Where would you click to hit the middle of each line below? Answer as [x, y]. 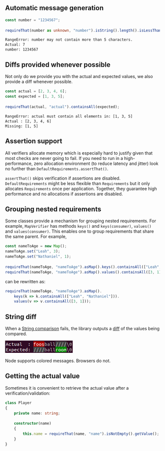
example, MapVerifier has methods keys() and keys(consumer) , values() [78, 226]
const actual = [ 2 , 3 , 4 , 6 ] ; [36, 91]
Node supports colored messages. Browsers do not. [58, 361]
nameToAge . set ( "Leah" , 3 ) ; [33, 252]
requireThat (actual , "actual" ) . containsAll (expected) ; [62, 107]
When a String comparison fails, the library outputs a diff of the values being [82, 329]
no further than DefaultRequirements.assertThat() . [57, 168]
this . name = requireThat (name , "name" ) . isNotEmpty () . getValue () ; [91, 434]
